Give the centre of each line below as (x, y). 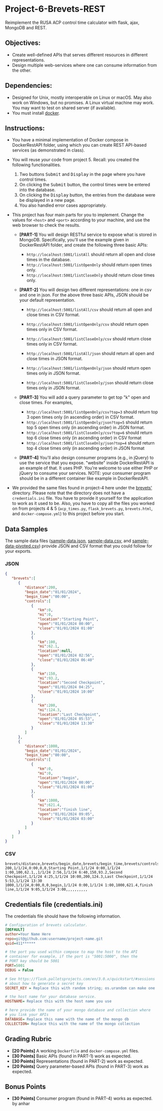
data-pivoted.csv (22, 546)
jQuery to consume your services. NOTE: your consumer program (85, 473)
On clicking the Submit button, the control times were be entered (85, 185)
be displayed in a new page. (47, 200)
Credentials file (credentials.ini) (54, 905)
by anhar (21, 1104)
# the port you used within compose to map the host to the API (71, 952)
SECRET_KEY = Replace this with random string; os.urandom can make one (80, 988)
